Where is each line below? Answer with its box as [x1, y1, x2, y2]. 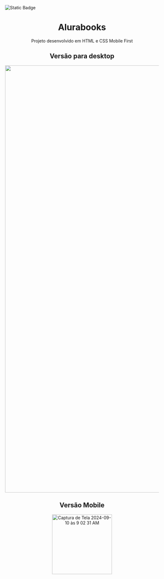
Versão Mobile [59, 501, 105, 509]
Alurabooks [58, 22, 106, 33]
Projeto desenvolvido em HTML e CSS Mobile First [31, 38, 133, 43]
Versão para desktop [49, 52, 115, 60]
